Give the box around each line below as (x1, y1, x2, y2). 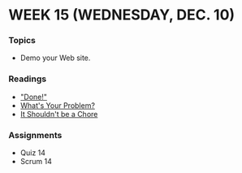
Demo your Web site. (19, 53, 91, 63)
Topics (8, 35, 37, 46)
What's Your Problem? (19, 100, 96, 110)
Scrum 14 (19, 157, 53, 167)
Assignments (8, 129, 63, 141)
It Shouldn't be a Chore (19, 109, 98, 119)
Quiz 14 (19, 148, 46, 158)
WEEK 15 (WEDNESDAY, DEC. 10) (8, 6, 236, 24)
